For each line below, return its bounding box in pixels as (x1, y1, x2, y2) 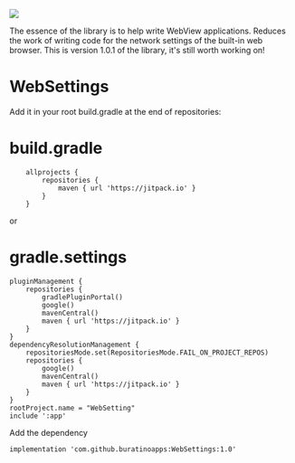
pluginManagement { (9, 277, 83, 286)
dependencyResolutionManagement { (9, 340, 140, 349)
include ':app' (9, 411, 67, 420)
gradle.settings (9, 247, 128, 268)
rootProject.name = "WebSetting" (9, 403, 136, 412)
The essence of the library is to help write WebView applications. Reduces (9, 25, 287, 36)
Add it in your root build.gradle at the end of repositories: (9, 106, 222, 117)
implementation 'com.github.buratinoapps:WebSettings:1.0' (9, 444, 237, 454)
